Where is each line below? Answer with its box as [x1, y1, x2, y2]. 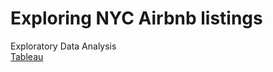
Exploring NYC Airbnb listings [10, 7, 263, 30]
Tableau [10, 50, 44, 62]
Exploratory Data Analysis [10, 40, 117, 52]
